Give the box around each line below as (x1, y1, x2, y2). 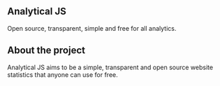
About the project (7, 45, 86, 57)
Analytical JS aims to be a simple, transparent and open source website (7, 63, 214, 71)
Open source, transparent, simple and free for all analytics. (7, 24, 177, 32)
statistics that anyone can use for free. (7, 70, 119, 79)
